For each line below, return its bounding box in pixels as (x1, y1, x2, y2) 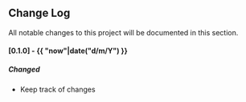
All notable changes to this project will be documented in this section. (8, 27, 239, 37)
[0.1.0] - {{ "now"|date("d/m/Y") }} (8, 46, 129, 55)
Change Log (8, 6, 71, 20)
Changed (8, 64, 40, 74)
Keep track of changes (19, 84, 96, 95)
